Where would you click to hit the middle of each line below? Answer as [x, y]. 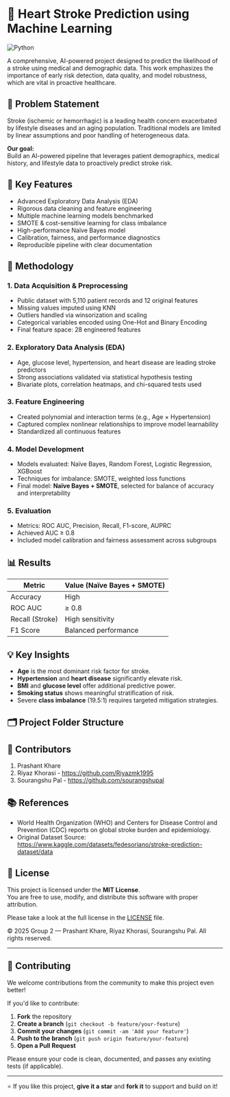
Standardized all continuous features [69, 431]
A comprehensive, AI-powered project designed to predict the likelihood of [113, 60]
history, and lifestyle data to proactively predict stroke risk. [90, 163]
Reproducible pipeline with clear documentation [85, 244]
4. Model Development [46, 449]
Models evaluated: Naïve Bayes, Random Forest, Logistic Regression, [114, 464]
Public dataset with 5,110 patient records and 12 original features [107, 301]
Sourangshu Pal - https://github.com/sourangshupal [90, 781]
